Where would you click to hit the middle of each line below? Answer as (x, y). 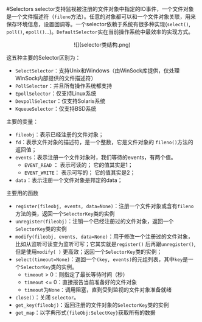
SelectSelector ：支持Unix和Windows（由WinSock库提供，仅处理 (97, 71)
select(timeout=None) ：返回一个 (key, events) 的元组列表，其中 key (99, 259)
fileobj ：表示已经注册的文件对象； (59, 135)
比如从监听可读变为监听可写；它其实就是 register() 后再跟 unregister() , (105, 244)
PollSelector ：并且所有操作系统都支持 (64, 86)
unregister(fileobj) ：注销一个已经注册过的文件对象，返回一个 (94, 221)
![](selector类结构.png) (102, 45)
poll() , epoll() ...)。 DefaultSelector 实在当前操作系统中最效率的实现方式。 (100, 32)
